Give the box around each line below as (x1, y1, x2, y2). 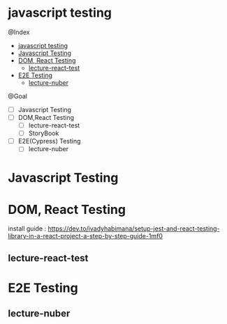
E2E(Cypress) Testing (17, 137, 81, 146)
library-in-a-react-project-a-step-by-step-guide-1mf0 (8, 232, 163, 240)
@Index (8, 28, 30, 36)
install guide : (8, 224, 47, 233)
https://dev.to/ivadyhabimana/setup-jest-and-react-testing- (47, 224, 220, 233)
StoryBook (28, 129, 59, 137)
